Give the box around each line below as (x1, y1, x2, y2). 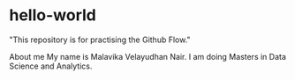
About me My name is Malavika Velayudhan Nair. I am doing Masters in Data (9, 51, 287, 62)
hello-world (9, 5, 97, 25)
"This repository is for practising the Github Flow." (9, 34, 192, 45)
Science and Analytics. (9, 61, 93, 71)
